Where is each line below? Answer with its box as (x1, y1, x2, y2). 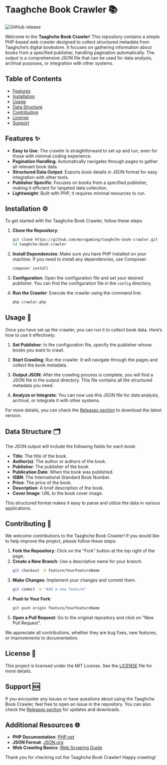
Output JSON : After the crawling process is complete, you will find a (12, 371, 154, 377)
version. (5, 412, 22, 418)
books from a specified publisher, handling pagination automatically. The (5, 49, 155, 55)
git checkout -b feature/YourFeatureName (12, 568, 100, 573)
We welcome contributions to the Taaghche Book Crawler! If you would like (5, 533, 160, 539)
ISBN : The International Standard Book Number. (12, 474, 111, 480)
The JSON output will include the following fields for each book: (5, 443, 137, 449)
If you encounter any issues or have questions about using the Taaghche (5, 695, 155, 701)
